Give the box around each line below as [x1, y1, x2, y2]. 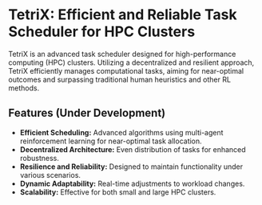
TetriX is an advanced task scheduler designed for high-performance [8, 49, 236, 58]
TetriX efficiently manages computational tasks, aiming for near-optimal [8, 66, 244, 75]
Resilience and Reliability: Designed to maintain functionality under [19, 162, 244, 171]
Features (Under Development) [8, 107, 166, 120]
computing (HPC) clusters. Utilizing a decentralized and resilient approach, [8, 58, 255, 67]
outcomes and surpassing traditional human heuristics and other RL [8, 74, 232, 84]
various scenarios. [19, 170, 81, 179]
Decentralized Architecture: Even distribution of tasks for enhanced [19, 144, 246, 154]
